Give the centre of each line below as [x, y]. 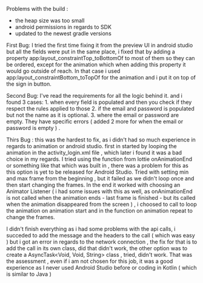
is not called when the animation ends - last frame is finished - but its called [101, 198]
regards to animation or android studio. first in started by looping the [92, 146]
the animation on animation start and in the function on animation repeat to [99, 211]
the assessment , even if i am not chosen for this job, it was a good [90, 261]
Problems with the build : [37, 9]
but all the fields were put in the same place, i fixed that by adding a [91, 52]
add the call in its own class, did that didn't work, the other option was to [97, 248]
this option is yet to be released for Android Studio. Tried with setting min [98, 172]
